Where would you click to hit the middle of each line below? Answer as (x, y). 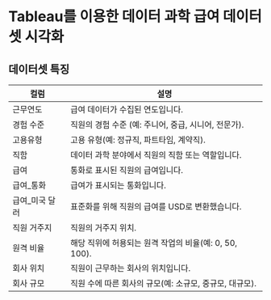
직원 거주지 (32, 228)
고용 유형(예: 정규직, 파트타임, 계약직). (138, 140)
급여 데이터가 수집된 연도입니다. (127, 110)
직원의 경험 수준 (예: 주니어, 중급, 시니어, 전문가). (157, 125)
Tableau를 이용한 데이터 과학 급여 (114, 17)
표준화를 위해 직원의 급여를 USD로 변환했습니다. (156, 207)
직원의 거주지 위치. (104, 228)
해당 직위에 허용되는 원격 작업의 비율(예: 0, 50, (154, 243)
